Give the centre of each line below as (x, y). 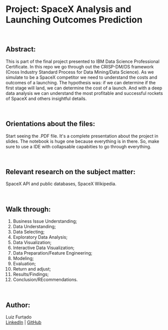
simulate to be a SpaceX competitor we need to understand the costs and (81, 77)
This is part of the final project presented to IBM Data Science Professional (82, 61)
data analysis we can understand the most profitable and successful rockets (84, 93)
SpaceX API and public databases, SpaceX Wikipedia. (61, 184)
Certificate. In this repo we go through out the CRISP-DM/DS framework (80, 66)
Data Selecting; (28, 232)
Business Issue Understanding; (45, 221)
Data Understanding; (34, 227)
